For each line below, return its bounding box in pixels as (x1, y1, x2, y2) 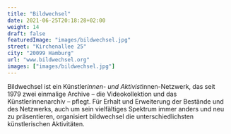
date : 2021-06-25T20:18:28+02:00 (7, 17, 106, 24)
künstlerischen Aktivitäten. (7, 119, 85, 128)
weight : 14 (7, 23, 40, 30)
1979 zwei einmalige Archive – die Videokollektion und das (7, 90, 177, 98)
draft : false (7, 30, 46, 37)
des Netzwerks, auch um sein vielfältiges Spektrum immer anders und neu (7, 104, 225, 113)
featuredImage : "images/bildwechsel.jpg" (7, 37, 131, 44)
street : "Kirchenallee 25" (7, 43, 87, 50)
